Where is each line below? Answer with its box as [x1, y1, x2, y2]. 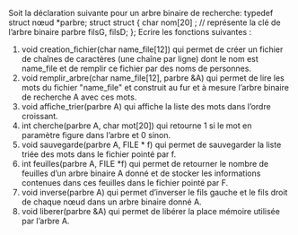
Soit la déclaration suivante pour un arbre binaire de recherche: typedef [8, 8, 274, 18]
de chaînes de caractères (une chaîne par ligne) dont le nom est [21, 54, 259, 64]
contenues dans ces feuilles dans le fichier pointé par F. [21, 178, 229, 187]
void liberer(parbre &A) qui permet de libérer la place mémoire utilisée [21, 206, 280, 216]
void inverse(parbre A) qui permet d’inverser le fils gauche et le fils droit [21, 187, 288, 197]
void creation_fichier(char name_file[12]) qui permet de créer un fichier [21, 44, 284, 55]
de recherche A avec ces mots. [21, 91, 137, 102]
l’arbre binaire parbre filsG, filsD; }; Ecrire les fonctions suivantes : [8, 27, 252, 37]
